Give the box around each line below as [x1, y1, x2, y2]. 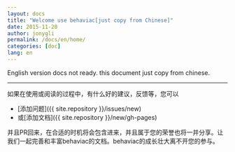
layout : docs [7, 10, 45, 18]
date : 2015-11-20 [7, 23, 58, 30]
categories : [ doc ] [7, 43, 61, 50]
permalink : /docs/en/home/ [7, 36, 86, 43]
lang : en [7, 50, 33, 57]
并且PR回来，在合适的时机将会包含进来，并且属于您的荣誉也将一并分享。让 [7, 127, 224, 137]
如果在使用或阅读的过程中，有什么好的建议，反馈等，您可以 [7, 89, 179, 98]
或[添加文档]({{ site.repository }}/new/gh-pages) [17, 113, 157, 121]
